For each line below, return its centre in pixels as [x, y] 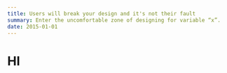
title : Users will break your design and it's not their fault [102, 14]
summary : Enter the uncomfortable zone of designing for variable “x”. [114, 20]
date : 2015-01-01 [33, 26]
